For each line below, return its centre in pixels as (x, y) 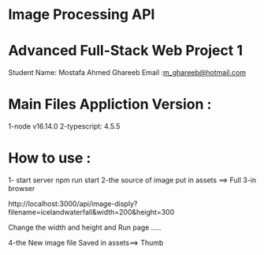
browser (22, 188)
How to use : (50, 158)
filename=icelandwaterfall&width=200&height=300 (91, 212)
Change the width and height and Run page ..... (85, 227)
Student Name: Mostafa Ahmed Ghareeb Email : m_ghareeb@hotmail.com (127, 73)
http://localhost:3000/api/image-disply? (73, 204)
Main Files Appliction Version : (110, 105)
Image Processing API (82, 15)
